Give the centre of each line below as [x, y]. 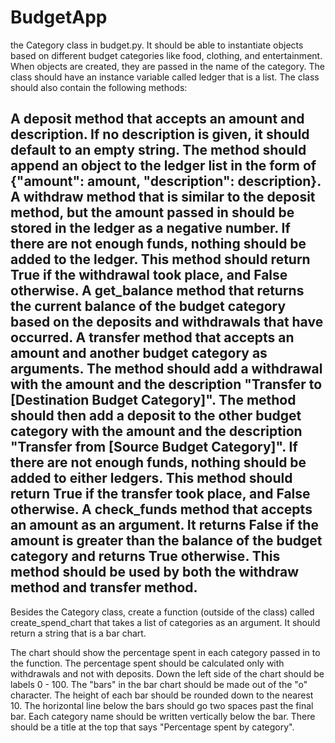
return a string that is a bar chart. [78, 633]
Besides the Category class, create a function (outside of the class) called [162, 612]
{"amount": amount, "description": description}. [166, 181]
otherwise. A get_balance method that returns [157, 291]
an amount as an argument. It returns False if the [164, 525]
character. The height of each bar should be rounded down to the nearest [162, 695]
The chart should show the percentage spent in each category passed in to [165, 652]
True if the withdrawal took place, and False [149, 275]
